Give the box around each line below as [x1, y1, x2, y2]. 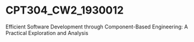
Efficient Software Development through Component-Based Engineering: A [5, 23, 188, 30]
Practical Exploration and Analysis [5, 29, 89, 36]
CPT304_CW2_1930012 [5, 4, 124, 17]
